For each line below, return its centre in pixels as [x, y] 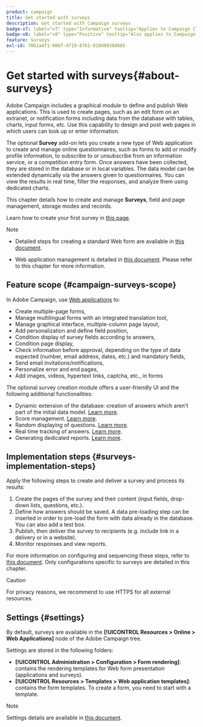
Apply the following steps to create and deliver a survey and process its [95, 481]
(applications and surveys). [49, 675]
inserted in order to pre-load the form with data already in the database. [105, 518]
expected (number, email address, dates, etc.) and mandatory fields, [100, 356]
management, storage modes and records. [60, 206]
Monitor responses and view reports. [61, 544]
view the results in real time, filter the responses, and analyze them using [97, 181]
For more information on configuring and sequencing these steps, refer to [98, 556]
